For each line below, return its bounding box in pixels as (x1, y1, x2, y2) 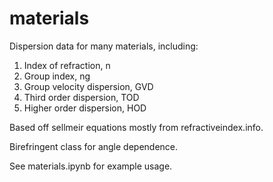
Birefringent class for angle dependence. (9, 140, 179, 152)
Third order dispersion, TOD (23, 91, 140, 103)
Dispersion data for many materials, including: (9, 40, 199, 52)
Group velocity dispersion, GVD (23, 80, 154, 92)
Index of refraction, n (23, 59, 111, 71)
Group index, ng (23, 70, 91, 82)
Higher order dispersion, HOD (23, 102, 147, 114)
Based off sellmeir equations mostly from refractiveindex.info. (9, 121, 264, 133)
